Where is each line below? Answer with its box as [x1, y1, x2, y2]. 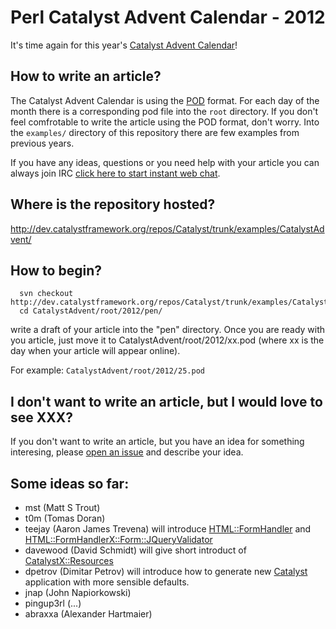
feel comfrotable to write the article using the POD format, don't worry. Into [10, 116, 320, 128]
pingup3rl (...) [24, 597, 82, 609]
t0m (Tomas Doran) [24, 512, 106, 524]
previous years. [10, 137, 75, 149]
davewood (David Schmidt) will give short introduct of [24, 544, 247, 556]
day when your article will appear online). [10, 345, 181, 357]
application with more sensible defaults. [24, 576, 190, 588]
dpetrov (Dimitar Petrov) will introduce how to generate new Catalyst [24, 566, 308, 577]
